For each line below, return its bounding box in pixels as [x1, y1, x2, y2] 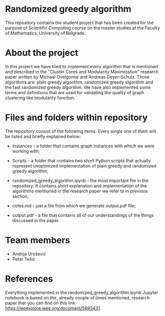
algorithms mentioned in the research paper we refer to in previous [12, 188, 148, 194]
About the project [5, 48, 79, 58]
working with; [12, 148, 40, 154]
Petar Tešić [12, 256, 35, 262]
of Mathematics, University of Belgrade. [5, 30, 86, 36]
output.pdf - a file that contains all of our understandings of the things [12, 212, 154, 218]
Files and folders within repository [5, 112, 148, 123]
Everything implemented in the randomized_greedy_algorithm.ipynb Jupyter [5, 290, 159, 295]
